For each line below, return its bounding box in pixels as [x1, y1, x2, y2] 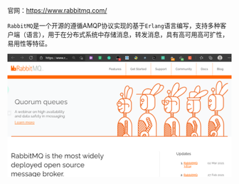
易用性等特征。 [7, 39, 51, 48]
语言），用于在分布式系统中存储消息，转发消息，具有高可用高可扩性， [26, 31, 229, 39]
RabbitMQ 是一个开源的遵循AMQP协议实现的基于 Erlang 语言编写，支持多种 [7, 21, 221, 30]
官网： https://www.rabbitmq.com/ [7, 6, 107, 14]
